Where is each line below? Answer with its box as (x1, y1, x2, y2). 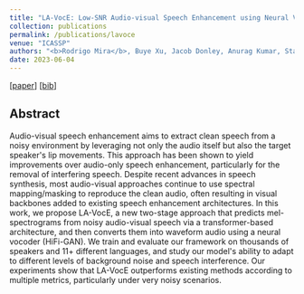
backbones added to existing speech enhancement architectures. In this (9, 197, 279, 208)
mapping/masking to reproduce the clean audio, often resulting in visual (9, 187, 278, 199)
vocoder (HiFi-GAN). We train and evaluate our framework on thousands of (9, 236, 290, 247)
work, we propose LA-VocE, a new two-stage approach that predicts (9, 207, 265, 218)
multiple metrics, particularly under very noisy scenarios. (9, 274, 222, 285)
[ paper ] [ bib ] (9, 81, 57, 90)
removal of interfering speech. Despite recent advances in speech (9, 168, 256, 179)
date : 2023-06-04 (9, 55, 75, 64)
